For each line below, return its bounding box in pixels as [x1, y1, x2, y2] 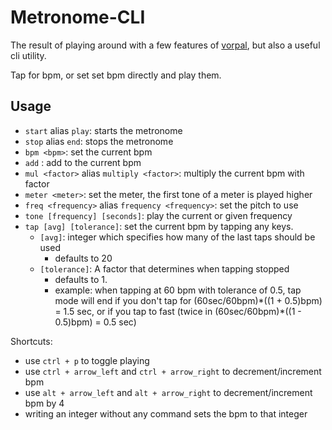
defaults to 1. [54, 273, 108, 285]
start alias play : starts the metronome [24, 124, 183, 136]
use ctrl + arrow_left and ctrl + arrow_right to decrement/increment [24, 365, 322, 377]
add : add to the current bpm [24, 156, 142, 168]
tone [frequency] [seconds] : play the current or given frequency [24, 209, 293, 221]
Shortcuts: [10, 335, 53, 347]
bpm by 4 [24, 397, 65, 409]
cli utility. [10, 49, 47, 61]
